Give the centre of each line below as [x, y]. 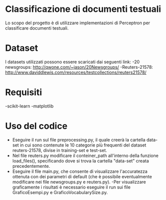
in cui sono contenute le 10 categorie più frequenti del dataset [83, 145]
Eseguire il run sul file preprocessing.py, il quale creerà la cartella [79, 140]
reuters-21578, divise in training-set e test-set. [60, 150]
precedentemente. [31, 166]
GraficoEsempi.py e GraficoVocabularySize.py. [60, 192]
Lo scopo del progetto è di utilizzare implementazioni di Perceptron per [78, 23]
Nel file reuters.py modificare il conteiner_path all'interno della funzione [85, 155]
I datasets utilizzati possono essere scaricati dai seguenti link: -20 [72, 62]
